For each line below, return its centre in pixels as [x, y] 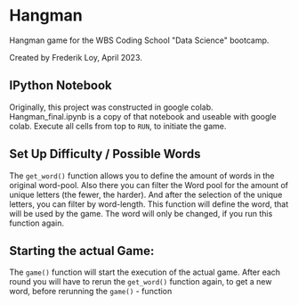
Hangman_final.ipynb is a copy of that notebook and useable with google [143, 116]
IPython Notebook [61, 86]
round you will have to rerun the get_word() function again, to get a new [141, 282]
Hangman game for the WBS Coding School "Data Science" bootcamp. [139, 40]
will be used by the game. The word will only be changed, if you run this [141, 213]
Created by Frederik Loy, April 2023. [76, 57]
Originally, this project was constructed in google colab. [111, 107]
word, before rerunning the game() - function [91, 292]
